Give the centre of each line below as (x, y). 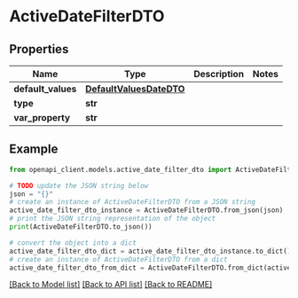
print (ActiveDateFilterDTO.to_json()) (81, 227)
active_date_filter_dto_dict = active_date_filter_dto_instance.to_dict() (150, 251)
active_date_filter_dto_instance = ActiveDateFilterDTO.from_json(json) (146, 210)
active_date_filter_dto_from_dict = (77, 268)
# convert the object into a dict (73, 243)
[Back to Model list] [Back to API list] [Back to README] (111, 285)
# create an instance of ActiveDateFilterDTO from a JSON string (132, 202)
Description (219, 74)
